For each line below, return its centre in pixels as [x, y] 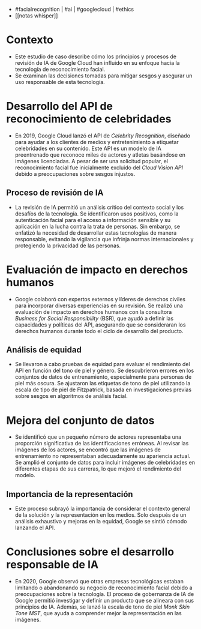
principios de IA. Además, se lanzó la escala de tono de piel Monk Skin [102, 607]
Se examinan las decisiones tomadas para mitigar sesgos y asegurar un [103, 76]
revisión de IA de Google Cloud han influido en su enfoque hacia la [97, 62]
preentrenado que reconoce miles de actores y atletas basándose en [100, 155]
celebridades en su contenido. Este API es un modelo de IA [88, 148]
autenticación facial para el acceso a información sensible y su [93, 220]
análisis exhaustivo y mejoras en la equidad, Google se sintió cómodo [101, 522]
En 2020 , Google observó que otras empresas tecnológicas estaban [99, 582]
